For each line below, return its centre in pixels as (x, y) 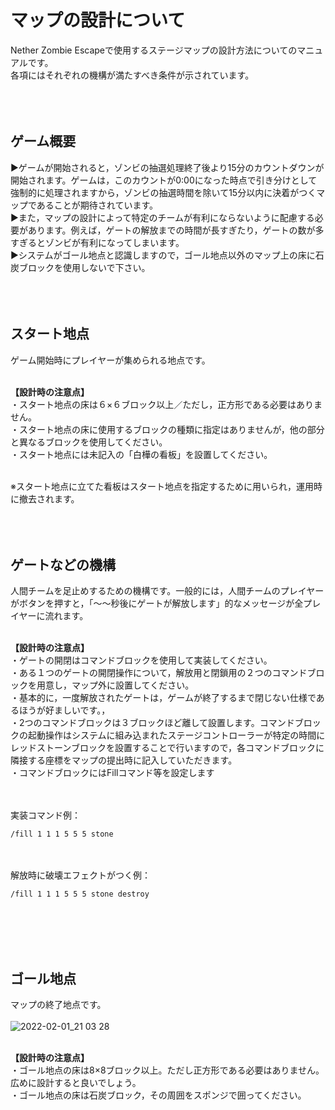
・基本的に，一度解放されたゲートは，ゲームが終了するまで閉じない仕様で (163, 698)
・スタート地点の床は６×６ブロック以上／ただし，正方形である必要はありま (166, 404)
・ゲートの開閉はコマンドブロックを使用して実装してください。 (141, 660)
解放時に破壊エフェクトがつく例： (80, 875)
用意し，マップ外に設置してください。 (115, 685)
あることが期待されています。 (97, 205)
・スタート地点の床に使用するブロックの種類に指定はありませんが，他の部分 (167, 429)
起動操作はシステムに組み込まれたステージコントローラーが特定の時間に (176, 735)
